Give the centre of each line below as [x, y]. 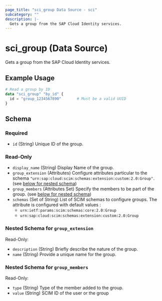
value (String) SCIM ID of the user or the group [60, 293]
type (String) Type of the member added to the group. [68, 288]
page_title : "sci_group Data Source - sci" [51, 10]
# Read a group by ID [28, 89]
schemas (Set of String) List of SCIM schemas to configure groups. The [85, 200]
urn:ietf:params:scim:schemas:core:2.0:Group [68, 211]
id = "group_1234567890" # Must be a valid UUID [68, 99]
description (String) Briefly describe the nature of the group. [75, 249]
